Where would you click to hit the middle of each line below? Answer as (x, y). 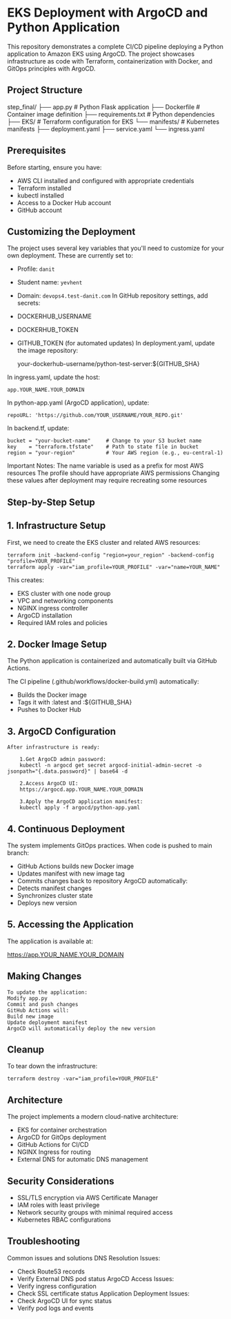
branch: (18, 853)
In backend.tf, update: (38, 428)
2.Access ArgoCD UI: (49, 784)
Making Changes (44, 976)
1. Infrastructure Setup (57, 526)
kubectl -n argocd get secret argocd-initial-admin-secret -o (111, 766)
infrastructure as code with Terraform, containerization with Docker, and (110, 61)
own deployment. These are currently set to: (70, 256)
